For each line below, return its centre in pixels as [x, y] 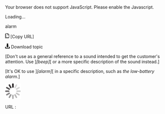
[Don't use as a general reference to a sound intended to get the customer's [82, 56]
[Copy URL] [22, 36]
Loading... [15, 17]
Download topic [27, 47]
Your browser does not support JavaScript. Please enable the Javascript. [80, 7]
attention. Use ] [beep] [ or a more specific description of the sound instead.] [82, 62]
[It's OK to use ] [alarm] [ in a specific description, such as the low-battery [80, 71]
